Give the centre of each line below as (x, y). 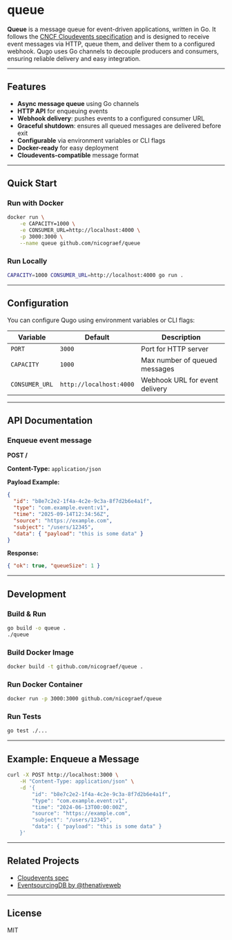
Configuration (38, 303)
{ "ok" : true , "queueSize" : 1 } (54, 566)
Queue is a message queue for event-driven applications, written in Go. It (112, 29)
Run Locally (27, 260)
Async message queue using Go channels (78, 103)
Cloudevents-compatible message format (78, 155)
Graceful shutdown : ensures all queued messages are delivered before (119, 125)
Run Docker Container (45, 684)
